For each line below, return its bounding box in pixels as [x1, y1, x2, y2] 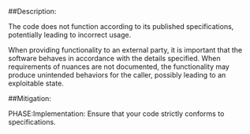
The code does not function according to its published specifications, [8, 22, 234, 31]
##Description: [8, 7, 57, 16]
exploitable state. [8, 78, 65, 88]
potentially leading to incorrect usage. [8, 31, 132, 39]
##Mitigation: [8, 94, 51, 103]
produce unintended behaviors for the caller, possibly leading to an [8, 71, 226, 79]
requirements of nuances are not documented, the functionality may [8, 62, 230, 71]
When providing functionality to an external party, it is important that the [8, 45, 243, 54]
